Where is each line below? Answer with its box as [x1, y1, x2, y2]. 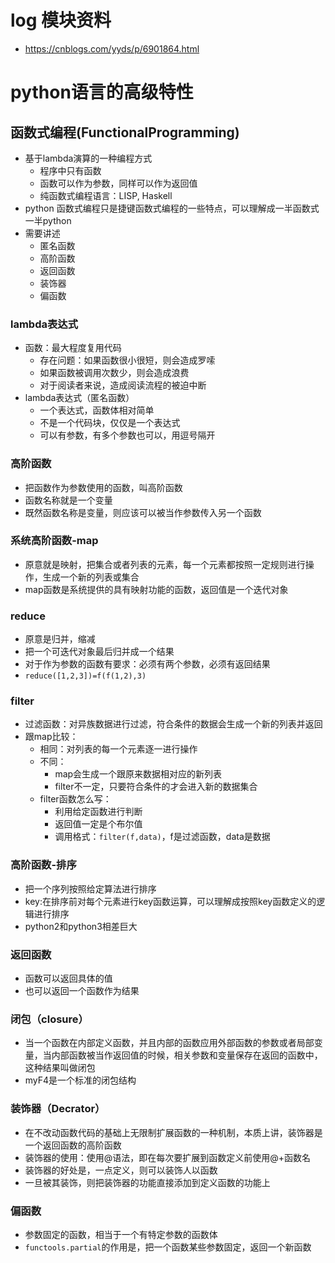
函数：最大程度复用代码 [24, 342, 122, 354]
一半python [24, 214, 72, 226]
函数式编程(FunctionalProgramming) [10, 124, 240, 141]
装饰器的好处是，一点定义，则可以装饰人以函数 [24, 1164, 218, 1176]
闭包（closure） [10, 1012, 89, 1026]
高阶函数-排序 [10, 858, 77, 872]
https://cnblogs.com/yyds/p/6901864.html [24, 42, 200, 55]
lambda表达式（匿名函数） [24, 392, 135, 404]
